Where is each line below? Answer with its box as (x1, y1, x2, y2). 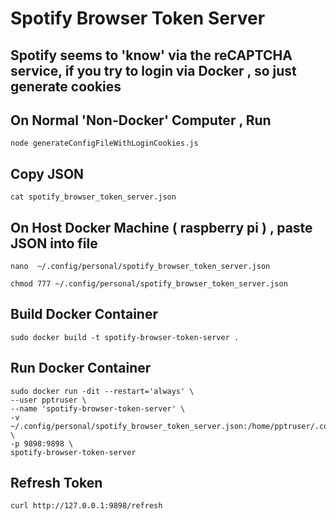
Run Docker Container (10, 360, 152, 377)
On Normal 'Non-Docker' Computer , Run (10, 112, 272, 129)
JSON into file (10, 235, 98, 252)
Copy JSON (10, 165, 85, 182)
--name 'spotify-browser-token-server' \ (10, 403, 186, 414)
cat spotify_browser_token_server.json (10, 192, 177, 202)
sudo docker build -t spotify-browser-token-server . (10, 332, 240, 342)
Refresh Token (10, 475, 103, 492)
